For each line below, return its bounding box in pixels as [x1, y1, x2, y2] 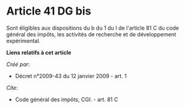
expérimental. [6, 37, 41, 44]
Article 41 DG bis [6, 4, 92, 18]
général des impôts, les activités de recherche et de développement [6, 30, 177, 38]
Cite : [6, 84, 18, 91]
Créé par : [6, 61, 30, 68]
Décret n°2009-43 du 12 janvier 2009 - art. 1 [15, 72, 127, 79]
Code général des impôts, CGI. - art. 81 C [15, 96, 118, 103]
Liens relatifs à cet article [6, 48, 72, 56]
